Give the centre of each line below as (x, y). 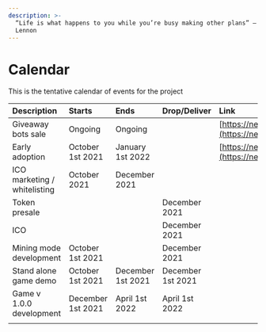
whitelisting (34, 189)
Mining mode (36, 248)
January (131, 147)
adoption (29, 157)
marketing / (34, 180)
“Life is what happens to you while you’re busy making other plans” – (136, 23)
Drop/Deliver (187, 111)
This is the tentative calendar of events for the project (96, 91)
